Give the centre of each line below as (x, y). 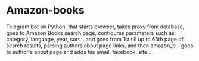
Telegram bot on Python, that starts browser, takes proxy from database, (95, 27)
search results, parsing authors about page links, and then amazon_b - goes (100, 46)
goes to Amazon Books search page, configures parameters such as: (91, 33)
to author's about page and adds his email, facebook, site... (79, 52)
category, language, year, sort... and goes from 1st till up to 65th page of (95, 39)
